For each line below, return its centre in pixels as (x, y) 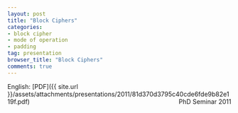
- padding (22, 47)
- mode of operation (38, 40)
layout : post (27, 14)
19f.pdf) (19, 101)
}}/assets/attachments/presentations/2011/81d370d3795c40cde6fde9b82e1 (118, 94)
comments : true (30, 66)
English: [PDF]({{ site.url (43, 86)
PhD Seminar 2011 (205, 101)
